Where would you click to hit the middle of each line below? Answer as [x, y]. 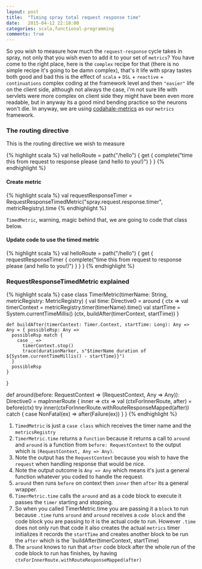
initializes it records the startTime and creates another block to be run [102, 534]
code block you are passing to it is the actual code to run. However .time [105, 522]
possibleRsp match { [37, 335]
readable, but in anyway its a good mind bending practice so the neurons [97, 102]
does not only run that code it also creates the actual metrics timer [97, 528]
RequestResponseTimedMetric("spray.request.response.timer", [85, 201]
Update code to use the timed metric [53, 240]
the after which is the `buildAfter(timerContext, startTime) [87, 541]
